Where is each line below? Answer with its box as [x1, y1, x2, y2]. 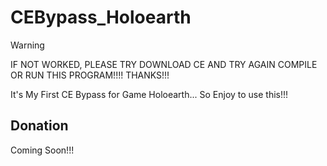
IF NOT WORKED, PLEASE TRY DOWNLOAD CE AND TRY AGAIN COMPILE [10, 58, 318, 70]
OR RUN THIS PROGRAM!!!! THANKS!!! [10, 69, 170, 81]
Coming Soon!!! [10, 144, 75, 156]
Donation [10, 117, 69, 135]
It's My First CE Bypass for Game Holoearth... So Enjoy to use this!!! [10, 88, 289, 100]
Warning [10, 39, 45, 51]
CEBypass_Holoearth [10, 6, 192, 29]
